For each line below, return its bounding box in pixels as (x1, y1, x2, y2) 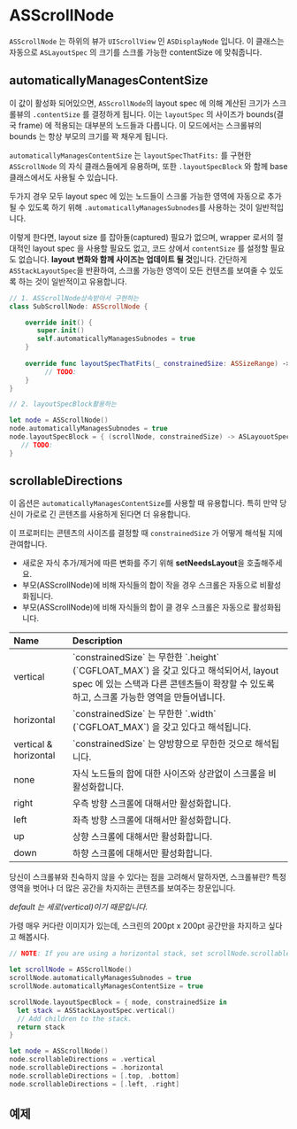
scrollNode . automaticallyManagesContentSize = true (9, 982, 203, 991)
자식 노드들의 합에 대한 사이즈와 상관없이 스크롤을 (72, 767, 267, 780)
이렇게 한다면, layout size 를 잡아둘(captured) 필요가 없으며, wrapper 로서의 (9, 231, 275, 242)
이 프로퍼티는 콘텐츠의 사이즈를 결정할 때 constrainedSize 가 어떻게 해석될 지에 (9, 528, 283, 539)
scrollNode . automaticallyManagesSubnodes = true (9, 974, 192, 983)
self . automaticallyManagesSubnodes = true (36, 334, 196, 344)
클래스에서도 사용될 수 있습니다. (9, 172, 118, 183)
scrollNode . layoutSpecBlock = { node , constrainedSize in (9, 998, 227, 1007)
